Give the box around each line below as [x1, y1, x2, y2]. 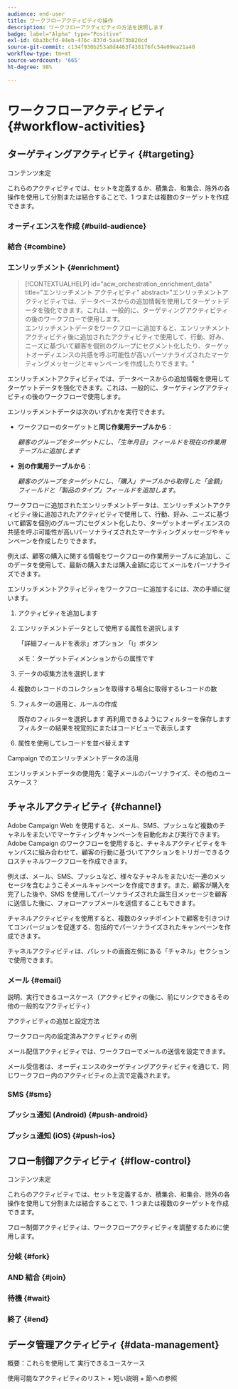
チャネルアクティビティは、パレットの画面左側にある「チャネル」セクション [7, 946, 231, 955]
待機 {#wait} [7, 1294, 51, 1303]
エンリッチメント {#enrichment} [7, 263, 120, 273]
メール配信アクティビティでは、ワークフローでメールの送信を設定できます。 [7, 1047, 229, 1055]
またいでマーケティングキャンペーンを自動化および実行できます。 [31, 830, 224, 838]
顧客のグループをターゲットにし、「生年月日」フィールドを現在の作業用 [17, 438, 226, 446]
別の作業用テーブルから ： [17, 461, 92, 470]
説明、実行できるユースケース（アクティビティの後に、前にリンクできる [7, 992, 217, 1001]
